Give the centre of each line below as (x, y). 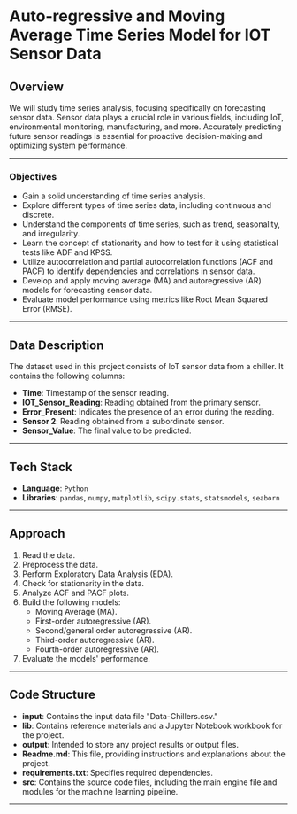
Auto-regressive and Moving (117, 16)
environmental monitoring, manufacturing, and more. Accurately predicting (145, 127)
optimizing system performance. (69, 145)
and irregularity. (51, 234)
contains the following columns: (67, 376)
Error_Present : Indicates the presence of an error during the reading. (148, 412)
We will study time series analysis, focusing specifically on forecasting (138, 108)
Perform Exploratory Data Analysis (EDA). (98, 574)
